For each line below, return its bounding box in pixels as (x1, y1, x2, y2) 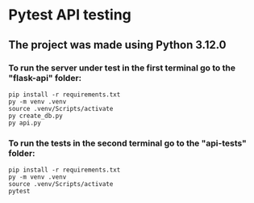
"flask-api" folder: (8, 72, 82, 83)
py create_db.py (8, 112, 63, 120)
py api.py (8, 119, 42, 127)
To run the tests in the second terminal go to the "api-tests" (8, 137, 248, 149)
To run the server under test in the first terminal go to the (8, 62, 236, 74)
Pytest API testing (8, 6, 131, 24)
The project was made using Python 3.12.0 (8, 38, 227, 52)
